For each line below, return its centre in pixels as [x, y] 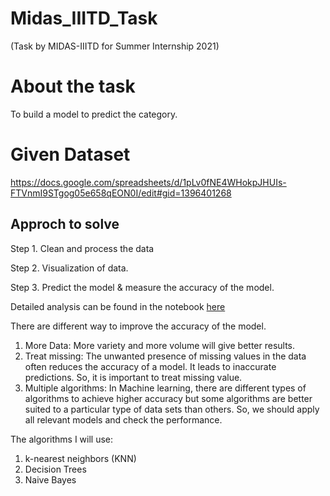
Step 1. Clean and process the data [82, 248]
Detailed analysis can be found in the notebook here [118, 306]
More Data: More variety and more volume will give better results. [160, 345]
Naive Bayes [50, 479]
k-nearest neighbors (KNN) [80, 458]
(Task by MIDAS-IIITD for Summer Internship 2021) [115, 46]
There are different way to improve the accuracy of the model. [138, 326]
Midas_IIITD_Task [84, 18]
